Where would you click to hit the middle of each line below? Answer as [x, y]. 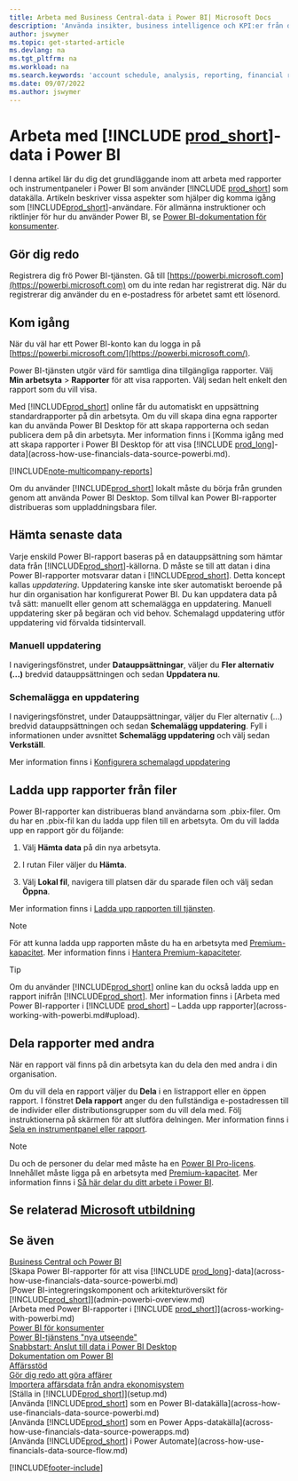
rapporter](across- [253, 1006]
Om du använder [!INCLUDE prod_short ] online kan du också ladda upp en [144, 987]
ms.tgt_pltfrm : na [43, 59]
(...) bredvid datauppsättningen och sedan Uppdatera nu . [114, 674]
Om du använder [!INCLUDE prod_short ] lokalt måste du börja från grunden [146, 489]
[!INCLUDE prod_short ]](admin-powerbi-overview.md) [107, 1300]
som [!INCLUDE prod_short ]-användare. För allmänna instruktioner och [137, 207]
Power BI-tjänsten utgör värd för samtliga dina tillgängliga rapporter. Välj [141, 370]
